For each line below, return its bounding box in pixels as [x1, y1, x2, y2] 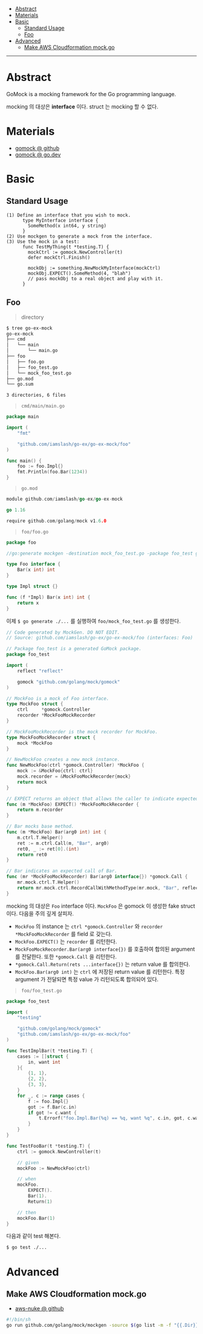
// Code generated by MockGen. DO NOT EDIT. [6, 629, 120, 636]
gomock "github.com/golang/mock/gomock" [17, 678, 120, 685]
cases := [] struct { [17, 1053, 69, 1059]
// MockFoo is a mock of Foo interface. [6, 695, 110, 701]
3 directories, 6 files [6, 392, 66, 399]
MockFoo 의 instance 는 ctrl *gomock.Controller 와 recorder [14, 922, 163, 930]
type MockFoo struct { [6, 701, 63, 707]
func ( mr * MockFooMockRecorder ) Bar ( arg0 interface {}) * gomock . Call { [6, 874, 188, 880]
